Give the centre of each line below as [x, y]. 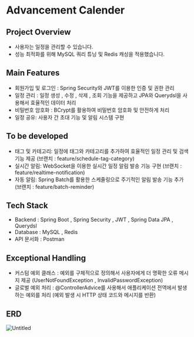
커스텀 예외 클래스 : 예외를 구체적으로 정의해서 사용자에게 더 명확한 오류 [96, 273]
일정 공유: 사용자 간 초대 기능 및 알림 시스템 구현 [69, 117]
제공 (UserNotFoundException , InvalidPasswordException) [92, 281]
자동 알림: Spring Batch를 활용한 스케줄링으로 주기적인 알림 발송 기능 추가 [99, 179]
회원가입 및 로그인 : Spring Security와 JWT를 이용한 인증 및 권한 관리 [94, 88]
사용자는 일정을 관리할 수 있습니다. [54, 47]
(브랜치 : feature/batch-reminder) [54, 186]
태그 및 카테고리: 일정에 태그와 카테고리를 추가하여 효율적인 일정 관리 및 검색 [102, 151]
